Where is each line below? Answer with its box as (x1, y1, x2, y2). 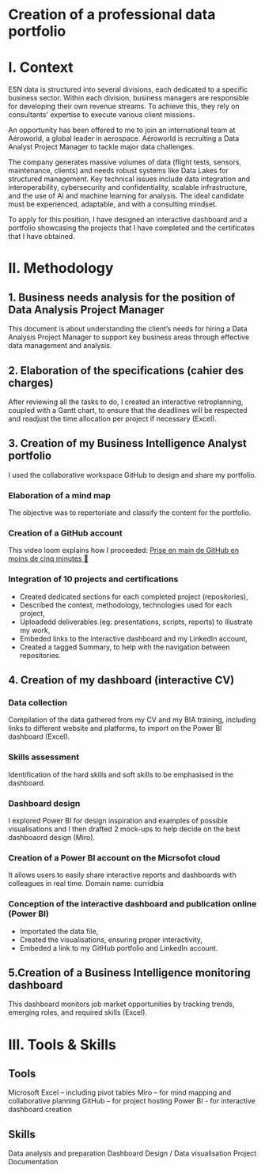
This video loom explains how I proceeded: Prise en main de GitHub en (8, 546, 240, 555)
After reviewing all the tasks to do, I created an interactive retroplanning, (8, 397, 244, 407)
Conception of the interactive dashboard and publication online (8, 899, 257, 910)
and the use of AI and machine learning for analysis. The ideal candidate (8, 191, 244, 201)
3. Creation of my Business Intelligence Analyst (8, 437, 248, 450)
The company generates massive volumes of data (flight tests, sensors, (8, 157, 242, 167)
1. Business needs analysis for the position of (8, 290, 236, 304)
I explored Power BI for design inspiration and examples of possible (8, 815, 228, 825)
